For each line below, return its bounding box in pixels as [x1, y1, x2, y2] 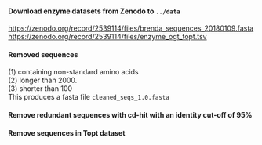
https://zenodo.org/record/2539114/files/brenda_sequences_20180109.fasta [8, 24, 254, 33]
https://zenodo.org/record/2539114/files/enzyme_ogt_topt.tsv [8, 32, 207, 42]
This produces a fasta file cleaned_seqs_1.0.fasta [8, 92, 170, 102]
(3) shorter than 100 [8, 84, 73, 93]
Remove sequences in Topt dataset [8, 128, 126, 137]
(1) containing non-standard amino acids [8, 67, 139, 77]
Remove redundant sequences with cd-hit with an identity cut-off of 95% [8, 111, 253, 119]
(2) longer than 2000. [8, 75, 78, 85]
